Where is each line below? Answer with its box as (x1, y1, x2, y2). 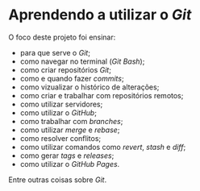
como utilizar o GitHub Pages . (19, 159, 120, 168)
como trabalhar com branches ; (19, 116, 123, 126)
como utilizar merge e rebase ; (19, 125, 120, 135)
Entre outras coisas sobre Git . (8, 175, 107, 185)
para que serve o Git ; (19, 48, 91, 57)
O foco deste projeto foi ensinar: (8, 32, 116, 42)
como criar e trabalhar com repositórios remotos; (19, 90, 184, 100)
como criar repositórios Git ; (19, 64, 111, 74)
